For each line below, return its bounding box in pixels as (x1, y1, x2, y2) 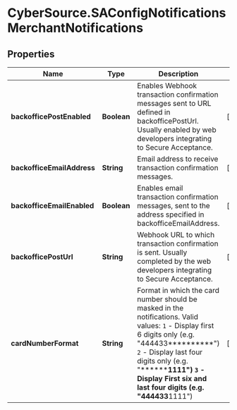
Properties (7, 48, 55, 60)
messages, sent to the (137, 201, 210, 210)
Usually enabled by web (137, 125, 217, 135)
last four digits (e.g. (137, 382, 205, 392)
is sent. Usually (137, 248, 188, 257)
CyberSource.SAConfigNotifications (7, 5, 226, 21)
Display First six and (137, 374, 207, 383)
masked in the (137, 303, 184, 313)
